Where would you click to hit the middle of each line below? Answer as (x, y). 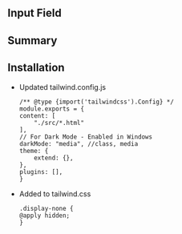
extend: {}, (54, 158)
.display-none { (46, 208)
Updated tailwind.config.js (62, 87)
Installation (36, 68)
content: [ (37, 115)
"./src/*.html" (59, 123)
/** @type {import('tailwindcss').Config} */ (96, 102)
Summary (32, 40)
